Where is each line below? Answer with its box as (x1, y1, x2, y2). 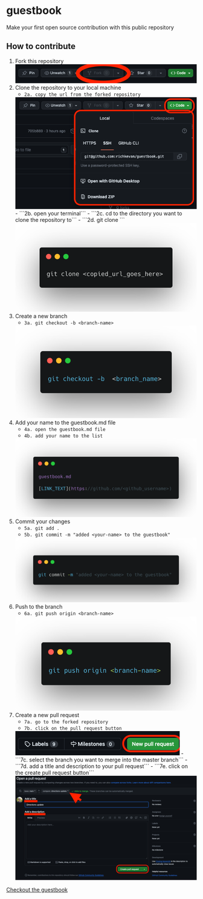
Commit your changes (14, 518, 71, 525)
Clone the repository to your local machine (14, 84, 121, 92)
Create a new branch (14, 312, 68, 319)
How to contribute (6, 41, 76, 52)
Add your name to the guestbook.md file (14, 419, 116, 426)
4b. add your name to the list (24, 433, 103, 439)
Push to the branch (14, 603, 63, 610)
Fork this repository (14, 57, 64, 64)
